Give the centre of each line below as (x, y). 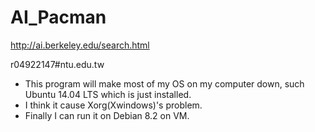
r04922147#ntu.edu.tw (57, 64)
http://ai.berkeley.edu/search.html (80, 45)
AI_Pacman (58, 17)
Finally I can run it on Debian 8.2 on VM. (107, 115)
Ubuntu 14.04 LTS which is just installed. (108, 94)
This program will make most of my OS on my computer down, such (164, 83)
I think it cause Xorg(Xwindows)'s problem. (113, 105)
